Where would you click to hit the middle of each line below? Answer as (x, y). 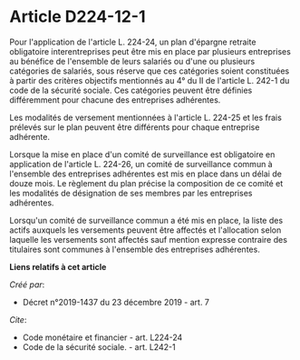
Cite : (18, 319)
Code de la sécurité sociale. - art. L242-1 (99, 346)
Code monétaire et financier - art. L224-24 (102, 337)
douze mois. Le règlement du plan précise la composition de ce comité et (146, 183)
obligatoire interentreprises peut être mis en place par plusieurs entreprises (150, 51)
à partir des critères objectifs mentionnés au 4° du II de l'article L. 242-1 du (150, 80)
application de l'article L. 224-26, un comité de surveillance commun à (141, 164)
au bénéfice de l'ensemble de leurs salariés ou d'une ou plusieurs (132, 61)
